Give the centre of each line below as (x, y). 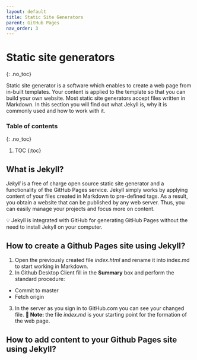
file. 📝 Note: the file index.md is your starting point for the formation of (101, 315)
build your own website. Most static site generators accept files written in (96, 98)
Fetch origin (29, 297)
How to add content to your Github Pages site (92, 340)
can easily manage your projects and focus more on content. (81, 209)
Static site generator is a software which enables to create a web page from (99, 86)
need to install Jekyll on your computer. (54, 227)
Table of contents (32, 127)
